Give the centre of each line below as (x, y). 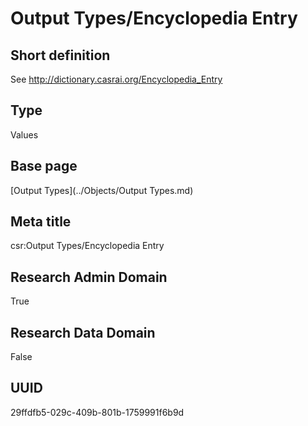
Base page (44, 166)
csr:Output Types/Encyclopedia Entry (87, 246)
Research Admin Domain (89, 277)
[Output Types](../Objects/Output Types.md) (102, 190)
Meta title (41, 222)
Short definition (60, 55)
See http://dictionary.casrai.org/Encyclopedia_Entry (116, 79)
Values (24, 134)
